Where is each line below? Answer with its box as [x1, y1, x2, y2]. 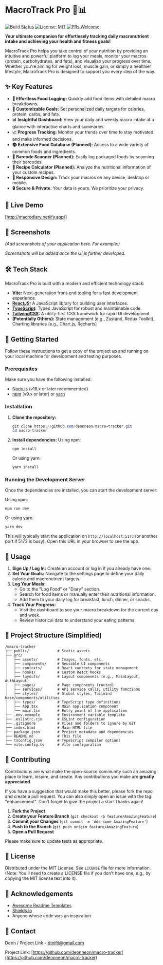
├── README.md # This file [5, 734, 82, 738]
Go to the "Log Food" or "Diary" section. [19, 586, 101, 592]
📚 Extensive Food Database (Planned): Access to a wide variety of [12, 141, 149, 147]
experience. [12, 295, 36, 301]
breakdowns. [12, 101, 38, 107]
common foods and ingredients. [12, 149, 76, 154]
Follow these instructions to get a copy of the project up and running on [5, 348, 149, 354]
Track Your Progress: [12, 602, 56, 607]
